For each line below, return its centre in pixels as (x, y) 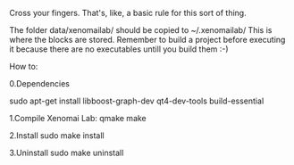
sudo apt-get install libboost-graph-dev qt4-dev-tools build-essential (137, 101)
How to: (24, 66)
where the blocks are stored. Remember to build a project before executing (147, 40)
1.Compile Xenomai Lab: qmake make (78, 118)
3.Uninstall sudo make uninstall (67, 153)
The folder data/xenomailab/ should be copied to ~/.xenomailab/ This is (141, 30)
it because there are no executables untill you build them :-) (119, 49)
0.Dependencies (39, 83)
